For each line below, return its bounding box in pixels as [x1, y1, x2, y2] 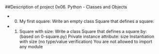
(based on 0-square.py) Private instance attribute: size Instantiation [19, 33, 154, 39]
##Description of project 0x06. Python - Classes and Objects [5, 4, 127, 10]
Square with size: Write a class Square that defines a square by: [19, 29, 147, 34]
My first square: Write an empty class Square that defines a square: [19, 19, 154, 24]
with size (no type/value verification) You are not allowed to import [19, 39, 153, 44]
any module [19, 44, 43, 49]
